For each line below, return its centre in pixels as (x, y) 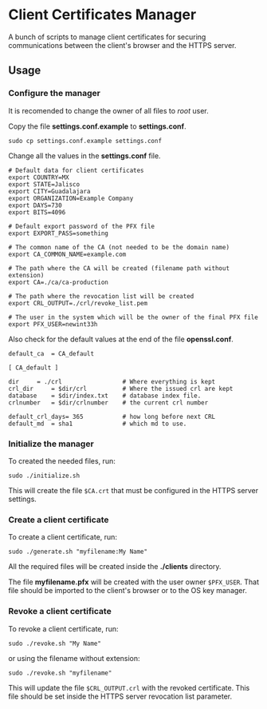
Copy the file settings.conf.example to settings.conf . (97, 126)
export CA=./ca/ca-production (59, 282)
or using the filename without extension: (75, 658)
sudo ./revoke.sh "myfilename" (60, 673)
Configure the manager (55, 94)
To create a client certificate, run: (63, 537)
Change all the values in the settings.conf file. (84, 155)
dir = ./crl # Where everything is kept (112, 381)
